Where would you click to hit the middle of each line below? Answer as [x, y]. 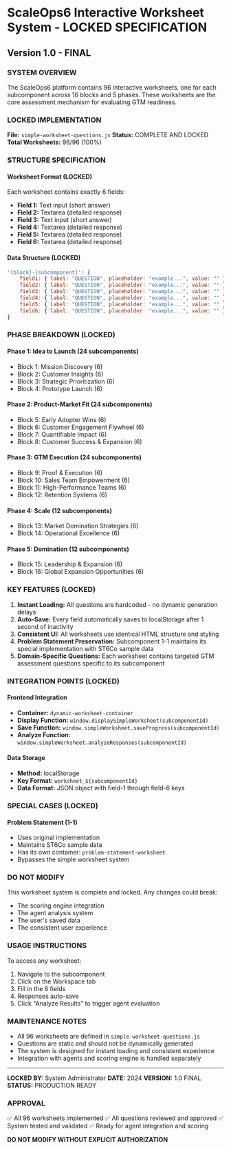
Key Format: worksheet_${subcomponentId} [77, 781]
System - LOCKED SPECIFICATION [107, 27]
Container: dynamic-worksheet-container [75, 712]
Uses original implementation [58, 838]
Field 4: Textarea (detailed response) [69, 227]
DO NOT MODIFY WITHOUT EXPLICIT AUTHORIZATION [88, 1140]
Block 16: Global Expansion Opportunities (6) [80, 572]
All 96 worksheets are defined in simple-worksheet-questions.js [109, 1037]
